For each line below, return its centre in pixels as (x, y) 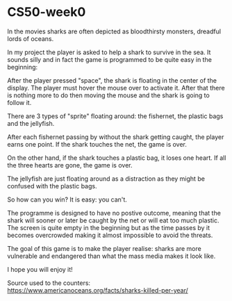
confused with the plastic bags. (52, 186)
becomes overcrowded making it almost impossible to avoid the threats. (110, 235)
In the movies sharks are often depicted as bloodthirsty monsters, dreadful (114, 31)
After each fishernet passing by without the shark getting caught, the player (116, 137)
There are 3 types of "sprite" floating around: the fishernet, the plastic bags (115, 116)
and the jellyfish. (31, 123)
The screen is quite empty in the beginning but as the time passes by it (109, 227)
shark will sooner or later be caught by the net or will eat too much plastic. (114, 220)
